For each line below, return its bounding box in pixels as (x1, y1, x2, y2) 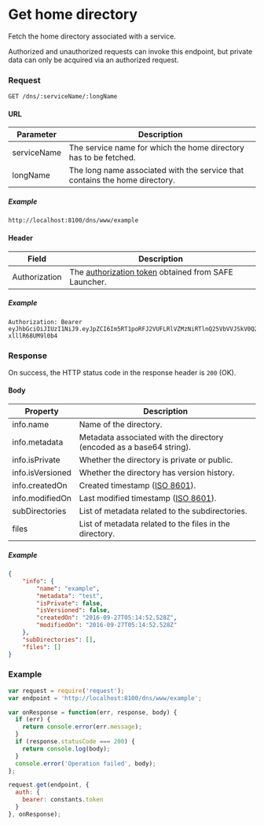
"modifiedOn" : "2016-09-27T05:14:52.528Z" (36, 621, 178, 629)
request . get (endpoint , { (8, 781, 90, 789)
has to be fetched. (68, 152, 136, 163)
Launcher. (69, 276, 108, 287)
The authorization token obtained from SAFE (69, 266, 233, 277)
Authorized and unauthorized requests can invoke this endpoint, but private (8, 46, 253, 56)
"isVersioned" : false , (36, 607, 111, 614)
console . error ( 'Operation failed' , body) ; (15, 759, 156, 768)
